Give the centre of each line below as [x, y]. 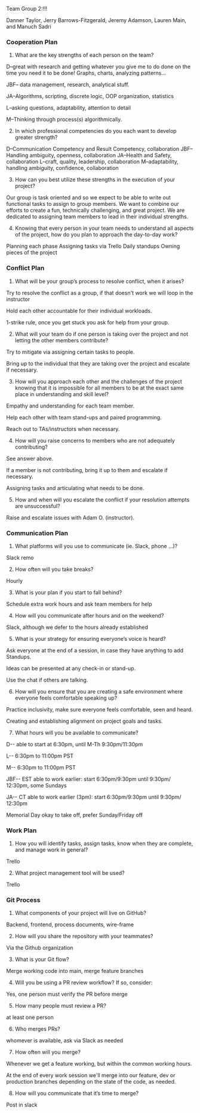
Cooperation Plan [32, 42]
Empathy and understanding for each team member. [70, 406]
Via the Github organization [40, 948]
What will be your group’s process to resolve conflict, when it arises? [99, 281]
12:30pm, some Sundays [36, 785]
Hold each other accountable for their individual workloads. [79, 311]
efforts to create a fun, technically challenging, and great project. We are [96, 210]
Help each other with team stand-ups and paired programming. [84, 417]
